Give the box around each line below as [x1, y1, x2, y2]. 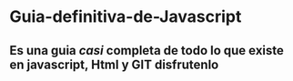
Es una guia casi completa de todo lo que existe [9, 43, 285, 58]
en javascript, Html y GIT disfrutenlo [9, 56, 219, 72]
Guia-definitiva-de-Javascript [9, 6, 242, 27]
